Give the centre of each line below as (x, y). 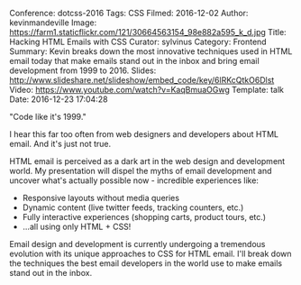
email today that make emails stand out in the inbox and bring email (134, 61)
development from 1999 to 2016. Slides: (83, 70)
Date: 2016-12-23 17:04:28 (59, 99)
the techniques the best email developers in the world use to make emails (146, 263)
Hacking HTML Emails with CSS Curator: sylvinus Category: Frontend (138, 41)
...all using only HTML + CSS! (77, 226)
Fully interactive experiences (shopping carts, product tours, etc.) (144, 217)
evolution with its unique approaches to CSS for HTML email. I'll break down (150, 253)
